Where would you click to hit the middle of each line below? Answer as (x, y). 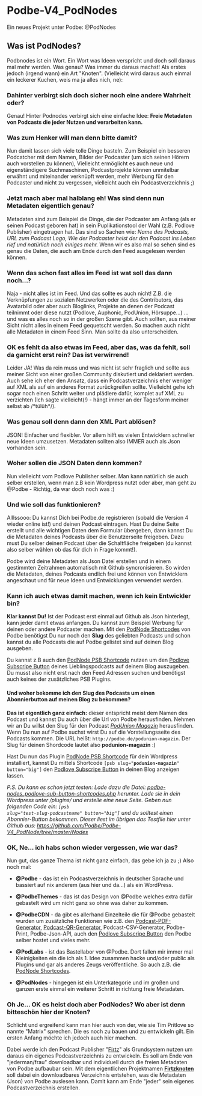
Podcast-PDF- (153, 921)
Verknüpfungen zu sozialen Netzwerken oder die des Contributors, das (95, 300)
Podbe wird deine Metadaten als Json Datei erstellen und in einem (89, 561)
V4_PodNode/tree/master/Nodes (47, 832)
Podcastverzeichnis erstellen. (44, 1088)
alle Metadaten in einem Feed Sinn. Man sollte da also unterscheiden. (93, 332)
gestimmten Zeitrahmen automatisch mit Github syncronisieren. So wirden (99, 568)
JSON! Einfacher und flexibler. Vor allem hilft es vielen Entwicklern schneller (101, 435)
